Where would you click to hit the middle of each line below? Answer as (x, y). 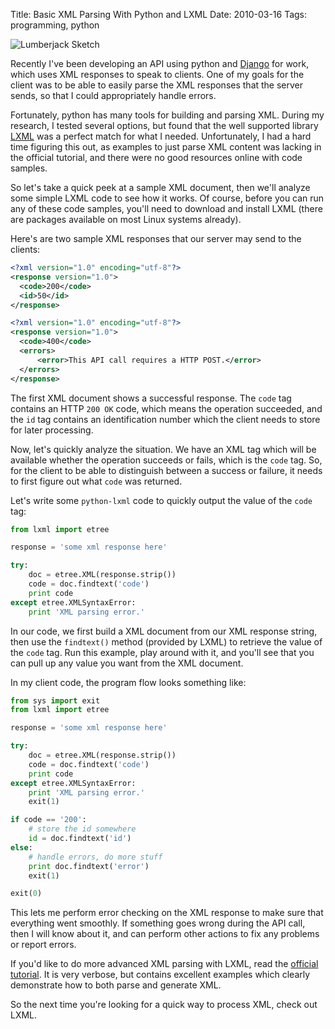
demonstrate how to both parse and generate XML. (116, 985)
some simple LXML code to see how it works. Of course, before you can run (167, 198)
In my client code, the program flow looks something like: (128, 682)
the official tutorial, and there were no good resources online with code (156, 157)
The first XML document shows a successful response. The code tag (151, 398)
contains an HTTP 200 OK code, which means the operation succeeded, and (166, 408)
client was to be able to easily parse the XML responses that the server (157, 85)
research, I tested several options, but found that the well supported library (164, 125)
